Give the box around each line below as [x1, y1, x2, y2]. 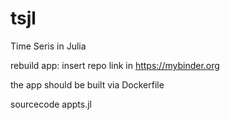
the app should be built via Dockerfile [10, 78, 165, 91]
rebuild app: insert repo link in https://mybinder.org [10, 59, 220, 71]
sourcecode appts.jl [10, 98, 92, 110]
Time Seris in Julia [10, 40, 87, 52]
